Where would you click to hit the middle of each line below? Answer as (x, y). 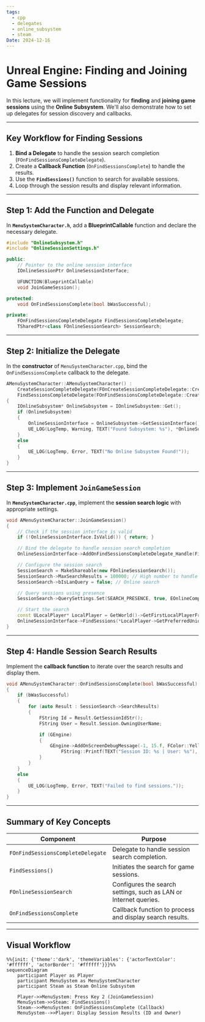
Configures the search (144, 884)
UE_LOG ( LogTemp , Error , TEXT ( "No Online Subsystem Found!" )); (109, 452)
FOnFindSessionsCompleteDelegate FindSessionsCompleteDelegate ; (101, 321)
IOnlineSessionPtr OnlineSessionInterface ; (74, 271)
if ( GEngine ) (55, 734)
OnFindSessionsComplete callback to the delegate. (68, 372)
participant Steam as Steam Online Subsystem (76, 986)
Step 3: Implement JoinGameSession (74, 488)
